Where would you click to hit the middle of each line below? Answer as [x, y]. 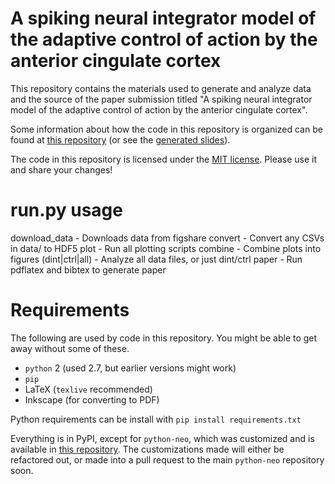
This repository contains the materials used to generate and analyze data [161, 88]
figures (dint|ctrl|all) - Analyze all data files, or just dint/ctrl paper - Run [156, 259]
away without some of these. [70, 348]
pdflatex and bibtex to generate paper [88, 269]
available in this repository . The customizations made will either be [147, 449]
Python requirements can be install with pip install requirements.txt [156, 419]
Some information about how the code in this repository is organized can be [166, 129]
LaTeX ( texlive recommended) [88, 389]
